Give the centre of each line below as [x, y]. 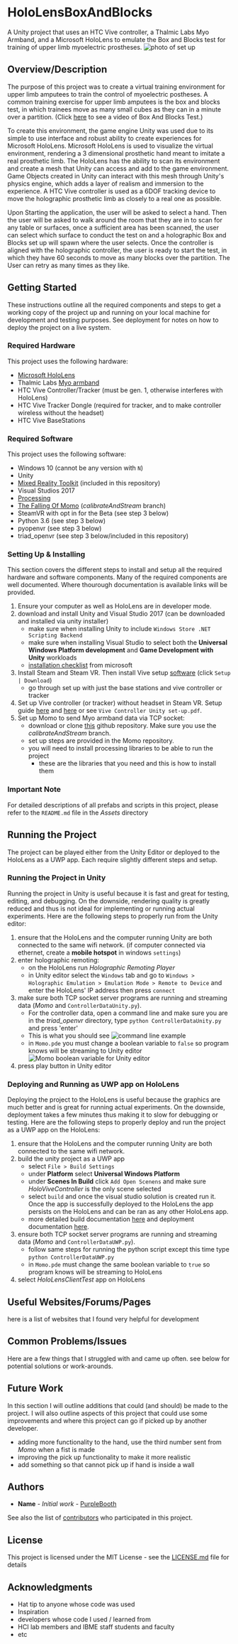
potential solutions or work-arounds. [60, 1366]
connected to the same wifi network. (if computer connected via [111, 945]
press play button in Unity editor [64, 1065]
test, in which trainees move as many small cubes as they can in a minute [114, 109]
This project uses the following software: [67, 454]
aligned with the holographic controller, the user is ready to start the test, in [117, 250]
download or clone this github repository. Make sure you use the [122, 726]
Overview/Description [57, 69]
